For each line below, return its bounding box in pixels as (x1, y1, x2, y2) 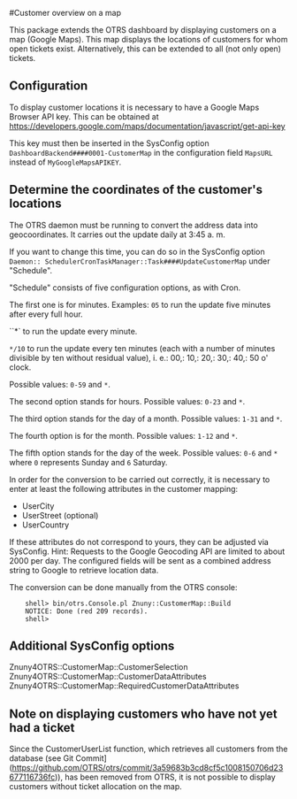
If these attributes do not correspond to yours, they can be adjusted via (9, 536, 270, 547)
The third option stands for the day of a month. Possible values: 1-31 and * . (9, 413, 283, 424)
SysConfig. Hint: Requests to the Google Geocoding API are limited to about (9, 546, 286, 557)
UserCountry (21, 519, 70, 530)
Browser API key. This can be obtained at (9, 111, 159, 122)
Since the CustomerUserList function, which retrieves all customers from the (9, 743, 288, 755)
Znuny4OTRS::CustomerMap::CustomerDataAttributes (9, 672, 207, 682)
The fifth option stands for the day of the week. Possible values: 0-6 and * (9, 447, 278, 458)
